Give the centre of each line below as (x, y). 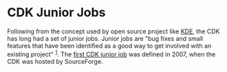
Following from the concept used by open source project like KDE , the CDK (113, 31)
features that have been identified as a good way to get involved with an (109, 46)
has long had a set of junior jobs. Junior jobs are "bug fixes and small (105, 38)
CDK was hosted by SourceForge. (55, 61)
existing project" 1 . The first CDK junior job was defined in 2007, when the (111, 54)
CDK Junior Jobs (56, 13)
